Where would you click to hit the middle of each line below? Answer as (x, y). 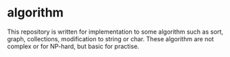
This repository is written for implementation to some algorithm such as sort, (115, 32)
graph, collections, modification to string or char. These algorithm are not (111, 38)
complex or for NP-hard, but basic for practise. (73, 46)
